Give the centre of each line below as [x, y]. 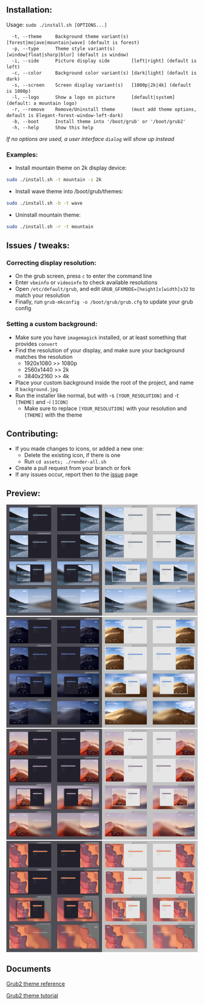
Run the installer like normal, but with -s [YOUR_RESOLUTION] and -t [97, 395]
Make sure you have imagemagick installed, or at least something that [101, 337]
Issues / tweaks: [38, 246]
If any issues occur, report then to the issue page [76, 474]
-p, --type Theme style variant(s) [63, 49]
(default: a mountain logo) [42, 103]
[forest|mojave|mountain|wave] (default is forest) [73, 43]
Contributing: [32, 434]
